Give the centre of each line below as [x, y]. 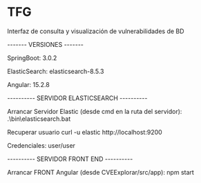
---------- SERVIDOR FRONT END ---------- [70, 159]
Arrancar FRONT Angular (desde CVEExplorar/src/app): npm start [101, 172]
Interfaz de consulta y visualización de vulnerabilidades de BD [96, 31]
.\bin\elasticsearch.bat [39, 119]
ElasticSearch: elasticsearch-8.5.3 [56, 71]
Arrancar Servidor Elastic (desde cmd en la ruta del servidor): [95, 111]
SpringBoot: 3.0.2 [32, 58]
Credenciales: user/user [41, 145]
